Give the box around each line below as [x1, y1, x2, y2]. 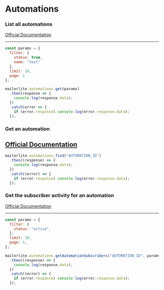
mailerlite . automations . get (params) [5, 86, 80, 91]
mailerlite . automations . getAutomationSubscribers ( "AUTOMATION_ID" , [5, 253, 145, 258]
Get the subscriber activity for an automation [5, 192, 114, 199]
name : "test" [14, 60, 41, 64]
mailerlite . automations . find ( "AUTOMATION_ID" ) [5, 153, 102, 158]
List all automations [5, 21, 53, 28]
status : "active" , [14, 226, 51, 231]
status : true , [14, 55, 42, 60]
